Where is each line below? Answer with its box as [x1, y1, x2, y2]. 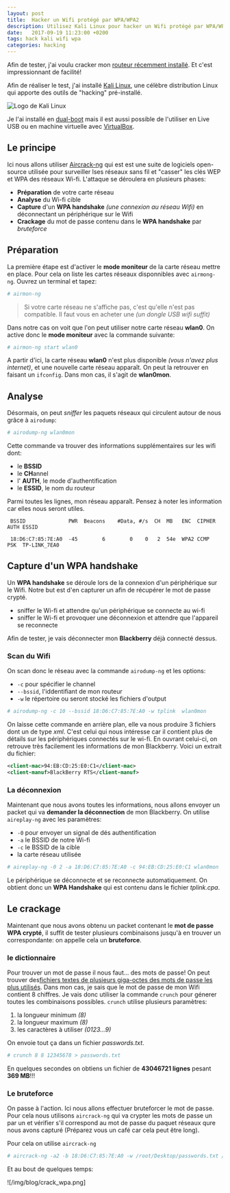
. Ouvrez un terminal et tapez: [13, 277, 97, 285]
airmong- [190, 271, 216, 278]
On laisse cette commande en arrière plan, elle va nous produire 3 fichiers [7, 720, 216, 729]
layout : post [7, 10, 44, 17]
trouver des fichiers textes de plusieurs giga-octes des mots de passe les [7, 976, 214, 984]
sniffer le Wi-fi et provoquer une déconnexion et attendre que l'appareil [16, 614, 218, 622]
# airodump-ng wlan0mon [7, 429, 75, 436]
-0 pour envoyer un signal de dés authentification [16, 829, 157, 837]
